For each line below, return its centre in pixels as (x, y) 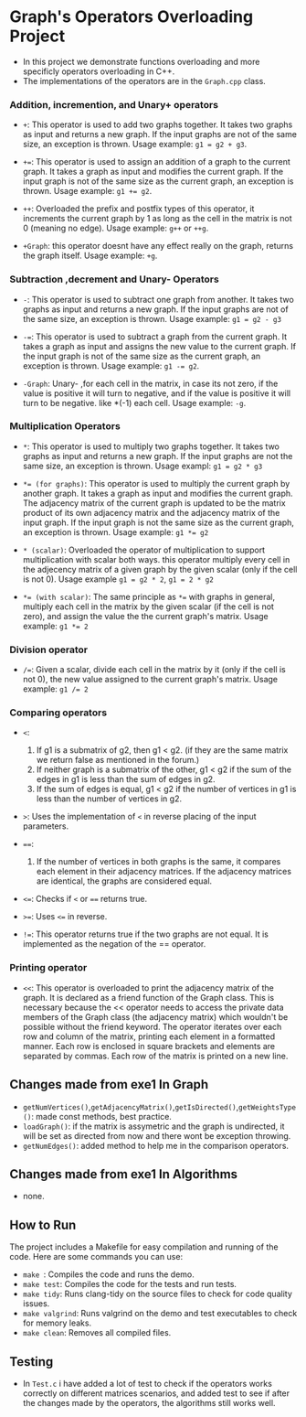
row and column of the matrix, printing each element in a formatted (149, 1036)
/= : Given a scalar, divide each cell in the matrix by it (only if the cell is (154, 670)
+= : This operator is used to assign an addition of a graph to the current (156, 162)
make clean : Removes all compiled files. (97, 1333)
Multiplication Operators (65, 426)
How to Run (43, 1224)
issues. (36, 1304)
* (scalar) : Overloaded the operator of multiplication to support (144, 550)
